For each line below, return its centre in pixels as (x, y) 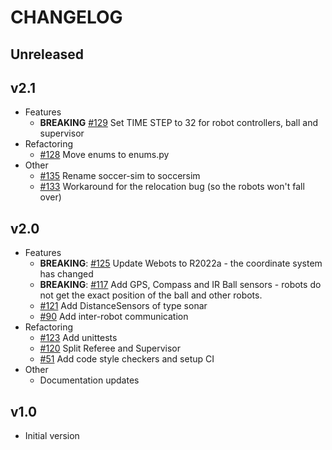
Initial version (52, 436)
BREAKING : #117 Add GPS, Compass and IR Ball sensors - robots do (180, 285)
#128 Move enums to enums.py (104, 155)
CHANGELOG (66, 17)
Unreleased (47, 54)
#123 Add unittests (78, 338)
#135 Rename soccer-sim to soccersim (120, 176)
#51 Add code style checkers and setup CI (127, 359)
